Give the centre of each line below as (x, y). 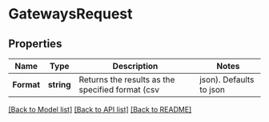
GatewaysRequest (71, 14)
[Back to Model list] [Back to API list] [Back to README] (100, 110)
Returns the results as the (127, 79)
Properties (35, 44)
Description (135, 66)
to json (213, 89)
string (59, 85)
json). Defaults (227, 79)
